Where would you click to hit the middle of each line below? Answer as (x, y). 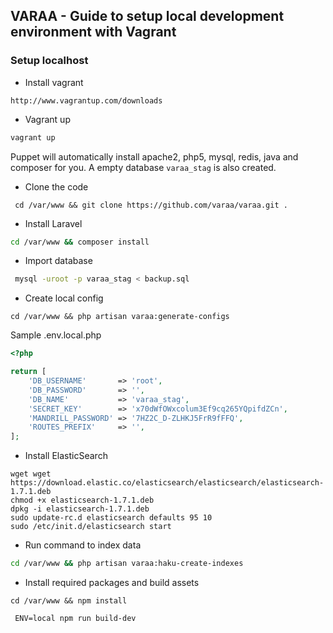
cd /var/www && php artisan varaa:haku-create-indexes (127, 564)
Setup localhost (49, 61)
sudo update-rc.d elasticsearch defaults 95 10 (111, 518)
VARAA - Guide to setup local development (147, 16)
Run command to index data (83, 545)
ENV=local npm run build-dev (75, 619)
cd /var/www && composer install (80, 242)
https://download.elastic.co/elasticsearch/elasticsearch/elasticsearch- (167, 483)
